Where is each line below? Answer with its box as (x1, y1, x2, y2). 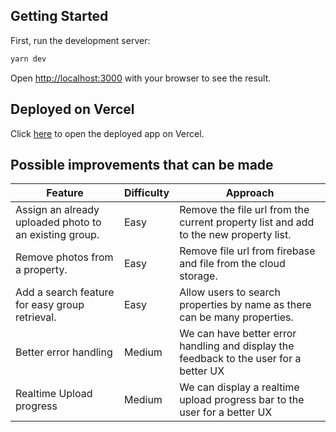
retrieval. (15, 310, 57, 324)
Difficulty (123, 186, 170, 200)
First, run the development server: (10, 34, 151, 46)
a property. (15, 263, 68, 277)
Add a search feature (15, 285, 115, 299)
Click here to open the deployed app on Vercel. (10, 127, 205, 139)
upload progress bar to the (179, 393, 305, 407)
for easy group (15, 298, 85, 312)
